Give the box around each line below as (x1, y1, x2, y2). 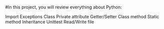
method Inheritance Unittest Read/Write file (5, 19, 94, 25)
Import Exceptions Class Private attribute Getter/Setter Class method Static (5, 14, 160, 19)
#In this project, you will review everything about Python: (5, 4, 122, 10)
